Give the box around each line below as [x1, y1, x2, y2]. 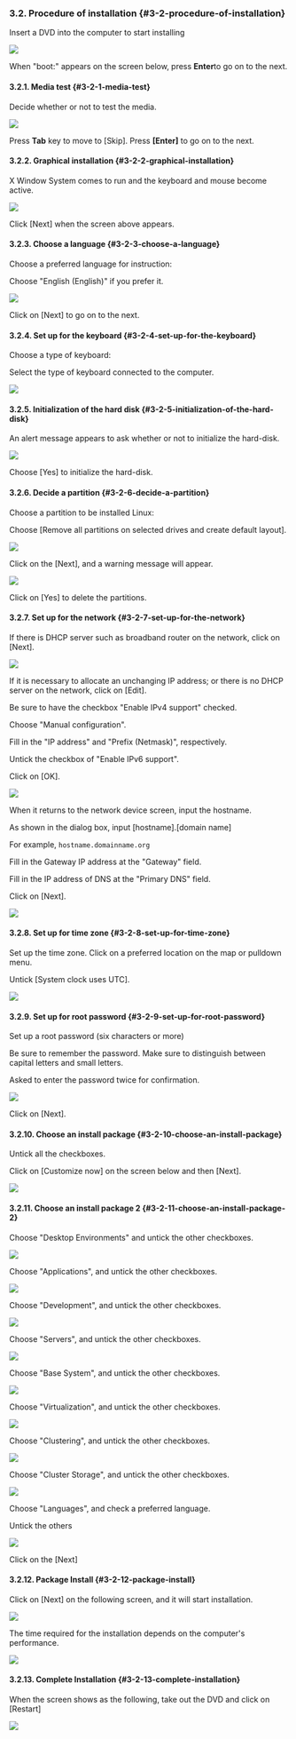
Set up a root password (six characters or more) [9, 1031, 184, 1042]
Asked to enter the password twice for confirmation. [9, 1075, 200, 1085]
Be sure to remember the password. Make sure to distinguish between [9, 1048, 266, 1059]
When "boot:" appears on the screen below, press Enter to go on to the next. [9, 61, 288, 72]
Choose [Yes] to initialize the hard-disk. [9, 467, 153, 478]
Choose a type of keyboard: [9, 350, 112, 361]
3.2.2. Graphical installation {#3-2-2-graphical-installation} [9, 155, 235, 166]
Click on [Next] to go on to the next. [9, 309, 140, 320]
